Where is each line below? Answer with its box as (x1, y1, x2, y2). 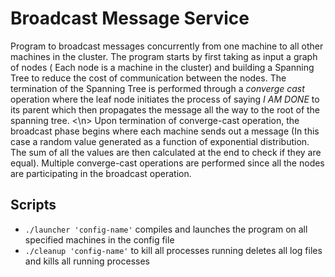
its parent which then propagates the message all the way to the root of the (10, 103, 321, 116)
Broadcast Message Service (10, 7, 250, 30)
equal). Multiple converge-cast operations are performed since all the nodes (10, 157, 325, 169)
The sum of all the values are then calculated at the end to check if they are (10, 146, 322, 158)
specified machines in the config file (24, 233, 175, 246)
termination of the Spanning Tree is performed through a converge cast (10, 82, 305, 94)
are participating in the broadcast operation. (10, 167, 192, 179)
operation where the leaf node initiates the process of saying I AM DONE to (10, 93, 320, 105)
